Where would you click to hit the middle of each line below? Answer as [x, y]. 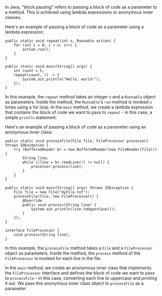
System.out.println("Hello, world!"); [62, 79]
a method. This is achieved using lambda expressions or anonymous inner [79, 12]
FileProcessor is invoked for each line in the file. [53, 258]
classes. [13, 17]
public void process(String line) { [59, 205]
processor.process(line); [57, 166]
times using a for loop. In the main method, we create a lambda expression [79, 107]
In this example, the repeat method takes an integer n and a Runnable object [81, 97]
